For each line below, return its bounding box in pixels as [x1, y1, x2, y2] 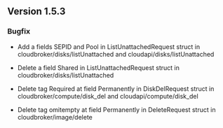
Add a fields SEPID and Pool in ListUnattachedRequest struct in [17, 42, 201, 51]
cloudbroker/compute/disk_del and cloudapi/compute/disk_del [17, 92, 198, 100]
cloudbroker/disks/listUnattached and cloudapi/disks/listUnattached [17, 50, 215, 58]
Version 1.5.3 [7, 6, 66, 17]
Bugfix [7, 27, 30, 36]
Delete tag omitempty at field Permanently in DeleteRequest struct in [17, 105, 216, 114]
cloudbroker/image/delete [17, 113, 93, 121]
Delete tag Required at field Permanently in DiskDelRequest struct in [17, 84, 215, 93]
